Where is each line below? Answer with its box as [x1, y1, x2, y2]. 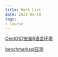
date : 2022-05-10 [5, 12, 41, 17]
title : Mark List [5, 7, 41, 12]
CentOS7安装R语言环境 [5, 35, 53, 41]
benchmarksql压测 [5, 46, 43, 52]
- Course [5, 21, 23, 26]
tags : [5, 16, 16, 21]
